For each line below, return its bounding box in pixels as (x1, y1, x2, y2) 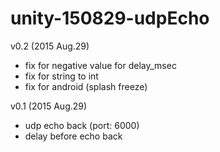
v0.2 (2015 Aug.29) (10, 40, 90, 52)
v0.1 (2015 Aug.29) (10, 100, 88, 112)
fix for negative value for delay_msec (24, 59, 177, 71)
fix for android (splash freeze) (24, 80, 148, 92)
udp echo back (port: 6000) (24, 119, 140, 131)
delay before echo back (24, 130, 123, 142)
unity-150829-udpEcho (10, 7, 210, 30)
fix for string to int (24, 70, 99, 82)
